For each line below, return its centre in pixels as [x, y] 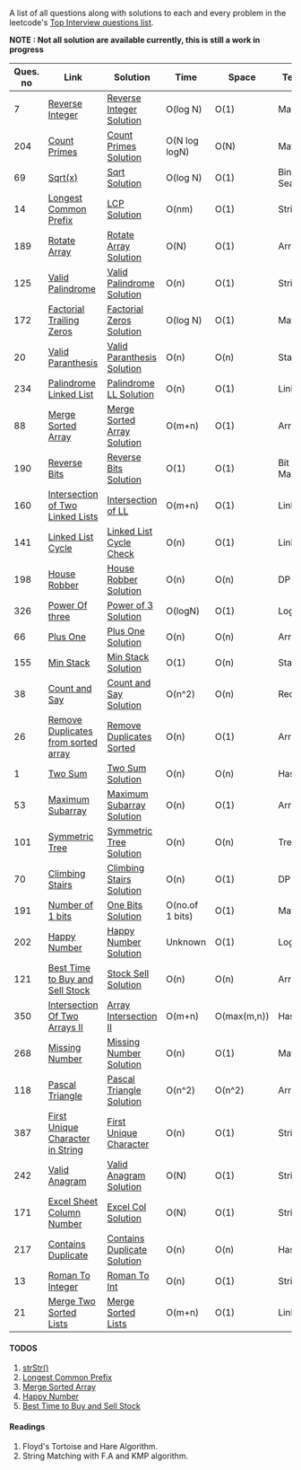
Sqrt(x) [63, 177]
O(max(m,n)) [242, 1016]
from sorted [73, 742]
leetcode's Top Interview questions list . [82, 22]
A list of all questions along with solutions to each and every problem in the [148, 13]
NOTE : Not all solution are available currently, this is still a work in [135, 40]
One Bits [125, 905]
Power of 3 [130, 605]
